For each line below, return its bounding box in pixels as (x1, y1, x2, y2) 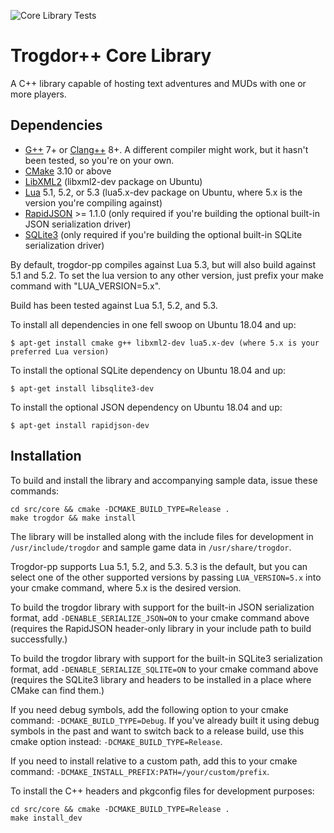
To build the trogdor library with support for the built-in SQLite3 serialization (10, 652, 323, 664)
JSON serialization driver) (24, 218, 132, 230)
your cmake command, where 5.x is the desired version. (10, 581, 242, 594)
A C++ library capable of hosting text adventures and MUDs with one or (10, 77, 307, 89)
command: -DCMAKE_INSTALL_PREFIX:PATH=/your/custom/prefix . (10, 765, 270, 777)
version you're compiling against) (24, 196, 163, 209)
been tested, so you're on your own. (24, 154, 175, 166)
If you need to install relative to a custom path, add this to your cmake (10, 755, 298, 767)
